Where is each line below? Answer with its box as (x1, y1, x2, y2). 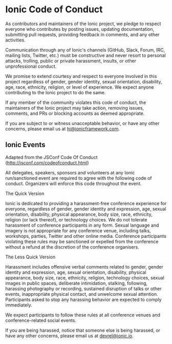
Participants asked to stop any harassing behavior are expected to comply (5, 296, 162, 302)
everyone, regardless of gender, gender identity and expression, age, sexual (5, 206, 166, 212)
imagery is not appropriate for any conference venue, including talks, (5, 227, 151, 234)
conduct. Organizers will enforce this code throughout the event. (5, 180, 142, 187)
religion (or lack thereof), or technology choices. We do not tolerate (5, 216, 147, 222)
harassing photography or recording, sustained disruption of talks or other (5, 286, 162, 292)
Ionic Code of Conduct (5, 4, 103, 15)
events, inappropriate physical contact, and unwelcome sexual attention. (5, 291, 158, 297)
